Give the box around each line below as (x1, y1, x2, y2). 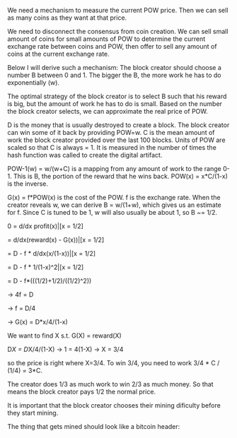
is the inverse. (7, 179, 48, 188)
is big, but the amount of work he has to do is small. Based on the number (7, 100, 223, 108)
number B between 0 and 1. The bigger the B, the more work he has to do (7, 71, 221, 79)
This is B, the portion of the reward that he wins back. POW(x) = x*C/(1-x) (13, 172, 228, 180)
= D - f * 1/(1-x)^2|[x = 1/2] (7, 263, 84, 271)
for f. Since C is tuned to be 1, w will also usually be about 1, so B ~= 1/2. (7, 208, 218, 216)
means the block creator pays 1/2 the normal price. (7, 388, 156, 396)
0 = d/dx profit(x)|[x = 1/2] (7, 222, 83, 230)
